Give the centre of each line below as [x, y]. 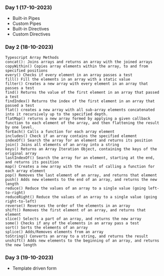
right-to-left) [21, 201]
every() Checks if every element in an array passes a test [69, 75]
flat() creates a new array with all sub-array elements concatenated [80, 110]
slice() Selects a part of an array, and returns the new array [73, 219]
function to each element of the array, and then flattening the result [82, 123]
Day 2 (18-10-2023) [29, 47]
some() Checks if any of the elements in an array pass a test [72, 223]
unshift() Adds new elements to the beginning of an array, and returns [82, 241]
